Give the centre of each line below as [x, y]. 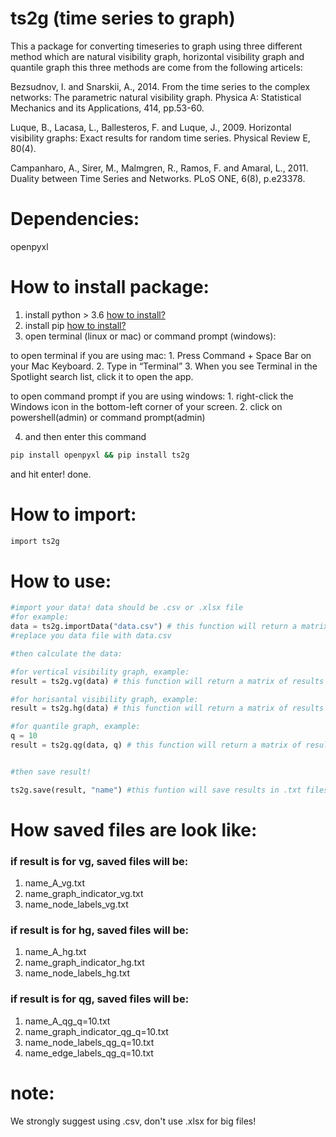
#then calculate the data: [66, 653]
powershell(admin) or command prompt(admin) [108, 417]
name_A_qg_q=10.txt [67, 1021]
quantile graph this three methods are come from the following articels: [156, 67]
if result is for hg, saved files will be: [99, 930]
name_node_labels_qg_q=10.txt [89, 1042]
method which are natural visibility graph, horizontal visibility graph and [157, 56]
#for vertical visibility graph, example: [100, 672]
